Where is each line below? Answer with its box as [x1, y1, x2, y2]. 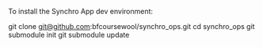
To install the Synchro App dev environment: [8, 7, 153, 16]
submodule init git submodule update [8, 31, 130, 39]
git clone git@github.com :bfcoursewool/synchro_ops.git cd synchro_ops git [8, 22, 255, 31]
